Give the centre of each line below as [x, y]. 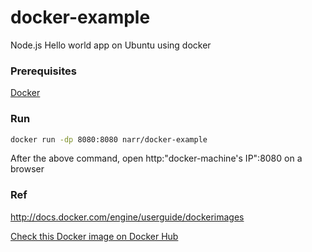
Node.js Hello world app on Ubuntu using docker [111, 45]
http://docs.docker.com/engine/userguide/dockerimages [127, 217]
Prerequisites [43, 71]
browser [27, 169]
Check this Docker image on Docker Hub [94, 236]
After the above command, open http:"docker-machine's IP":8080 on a [156, 158]
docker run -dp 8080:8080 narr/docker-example [109, 139]
